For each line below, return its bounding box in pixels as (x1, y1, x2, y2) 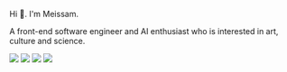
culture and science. (9, 36, 86, 46)
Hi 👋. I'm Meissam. (9, 9, 79, 19)
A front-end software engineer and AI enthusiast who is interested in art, (9, 26, 279, 36)
